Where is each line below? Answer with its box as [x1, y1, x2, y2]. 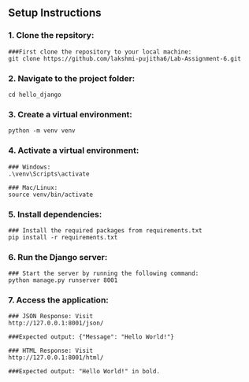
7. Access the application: [8, 295, 109, 306]
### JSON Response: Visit [8, 313, 93, 321]
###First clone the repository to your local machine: [8, 47, 192, 56]
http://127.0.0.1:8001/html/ [8, 354, 104, 362]
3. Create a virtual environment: [8, 109, 132, 120]
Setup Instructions [8, 6, 102, 20]
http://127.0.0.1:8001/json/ [8, 319, 104, 328]
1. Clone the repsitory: [8, 30, 95, 41]
